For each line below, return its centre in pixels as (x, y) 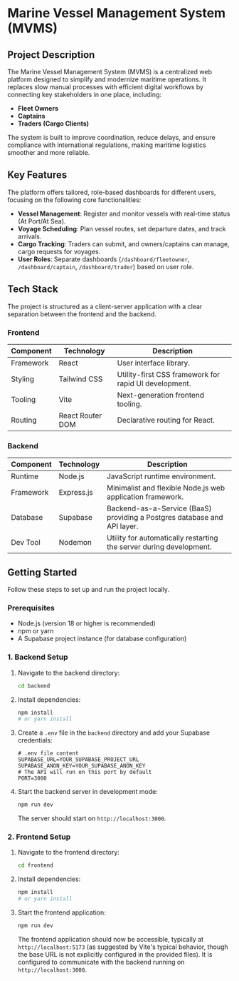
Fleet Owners (38, 108)
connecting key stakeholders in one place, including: (85, 95)
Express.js (76, 493)
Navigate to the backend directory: (69, 673)
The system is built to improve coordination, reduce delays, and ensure (111, 137)
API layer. (122, 526)
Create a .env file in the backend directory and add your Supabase (114, 733)
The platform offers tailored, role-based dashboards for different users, (112, 192)
